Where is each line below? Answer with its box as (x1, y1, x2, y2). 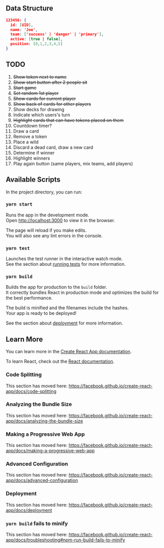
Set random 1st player (13, 90, 59, 96)
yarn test (6, 245, 30, 251)
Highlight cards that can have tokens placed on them (13, 117, 124, 123)
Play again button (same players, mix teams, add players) (13, 160, 134, 166)
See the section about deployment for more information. (6, 320, 123, 326)
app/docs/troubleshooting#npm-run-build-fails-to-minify (6, 537, 125, 543)
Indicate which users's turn (13, 112, 71, 118)
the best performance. (6, 295, 53, 301)
